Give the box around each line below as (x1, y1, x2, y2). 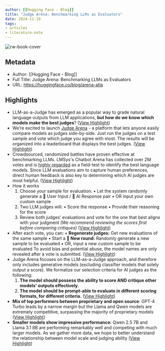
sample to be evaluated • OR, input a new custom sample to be (12, 240, 141, 246)
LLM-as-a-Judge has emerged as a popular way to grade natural (12, 109, 145, 115)
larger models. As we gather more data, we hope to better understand (12, 330, 155, 336)
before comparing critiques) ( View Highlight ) (19, 224, 111, 230)
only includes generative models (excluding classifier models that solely (12, 262, 159, 267)
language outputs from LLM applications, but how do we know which (12, 114, 154, 120)
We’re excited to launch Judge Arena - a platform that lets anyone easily (12, 125, 160, 131)
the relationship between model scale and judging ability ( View (12, 335, 140, 341)
